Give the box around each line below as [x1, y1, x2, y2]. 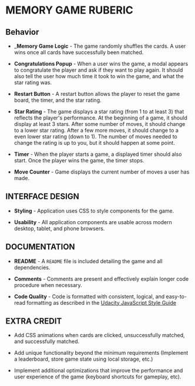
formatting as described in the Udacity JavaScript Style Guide [26, 299, 177, 306]
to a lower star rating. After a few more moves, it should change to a [14, 127, 179, 134]
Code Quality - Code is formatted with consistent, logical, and [14, 292, 165, 300]
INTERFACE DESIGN [5, 192, 80, 202]
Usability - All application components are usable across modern [14, 218, 172, 225]
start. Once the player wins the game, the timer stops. [14, 157, 144, 164]
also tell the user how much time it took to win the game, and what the [14, 73, 184, 79]
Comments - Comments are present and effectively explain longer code [14, 275, 189, 282]
